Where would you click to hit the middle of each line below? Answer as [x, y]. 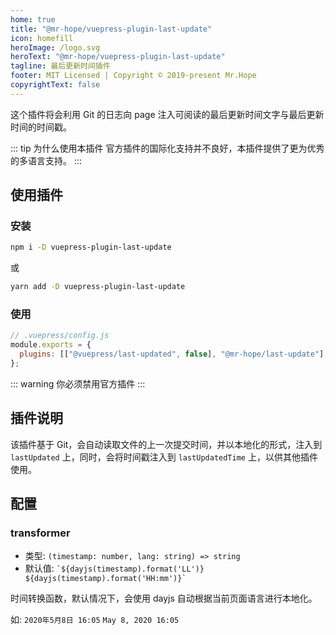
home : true [33, 19]
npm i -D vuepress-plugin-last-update [91, 247]
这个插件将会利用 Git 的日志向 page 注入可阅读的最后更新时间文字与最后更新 [167, 114]
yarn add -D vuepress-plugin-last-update [98, 287]
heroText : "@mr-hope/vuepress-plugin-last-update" [118, 57]
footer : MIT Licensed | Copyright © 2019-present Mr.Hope [133, 76]
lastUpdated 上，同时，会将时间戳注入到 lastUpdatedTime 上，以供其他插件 [164, 457]
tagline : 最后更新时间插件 [60, 66]
